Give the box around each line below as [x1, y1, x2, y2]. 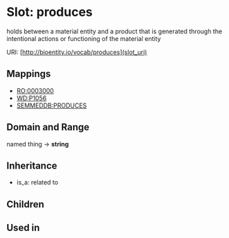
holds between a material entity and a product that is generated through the [6, 27, 223, 35]
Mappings [6, 68, 51, 80]
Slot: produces [6, 4, 93, 20]
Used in [6, 222, 40, 234]
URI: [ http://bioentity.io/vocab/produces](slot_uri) [6, 48, 147, 56]
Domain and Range [6, 121, 90, 133]
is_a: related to [16, 178, 59, 187]
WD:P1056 [16, 94, 47, 102]
